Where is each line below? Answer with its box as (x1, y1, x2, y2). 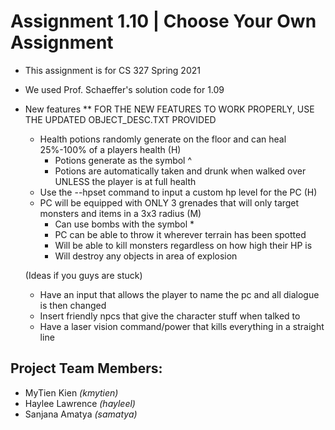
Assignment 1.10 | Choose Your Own (10, 10, 317, 33)
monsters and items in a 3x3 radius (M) (39, 207, 202, 219)
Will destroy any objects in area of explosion (54, 250, 238, 262)
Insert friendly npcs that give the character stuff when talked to (39, 310, 301, 322)
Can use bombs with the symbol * (54, 218, 195, 230)
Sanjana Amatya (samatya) (24, 408, 138, 420)
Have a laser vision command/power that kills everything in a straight (39, 320, 325, 332)
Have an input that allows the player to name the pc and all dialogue (39, 288, 320, 300)
